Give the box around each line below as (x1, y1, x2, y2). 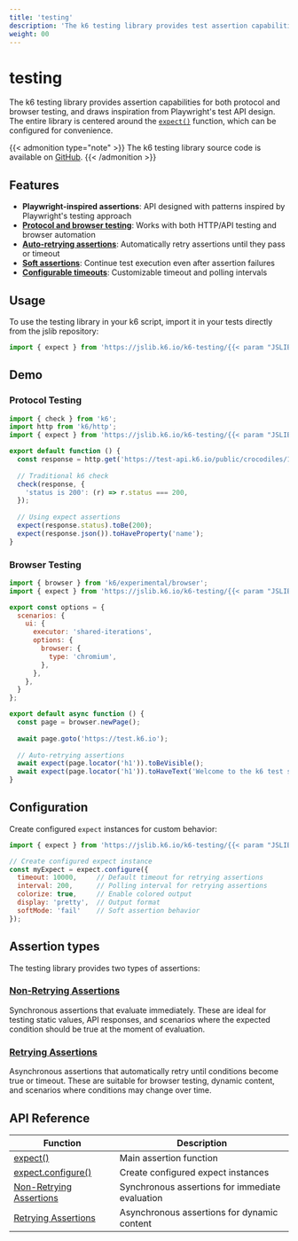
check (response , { (17, 480, 86, 489)
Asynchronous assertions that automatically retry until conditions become (9, 1066, 279, 1077)
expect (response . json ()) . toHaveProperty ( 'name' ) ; (17, 529, 204, 538)
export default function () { (9, 447, 122, 456)
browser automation (21, 230, 96, 240)
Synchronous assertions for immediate (119, 1181, 281, 1193)
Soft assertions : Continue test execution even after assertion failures (21, 258, 275, 269)
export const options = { (9, 602, 105, 612)
